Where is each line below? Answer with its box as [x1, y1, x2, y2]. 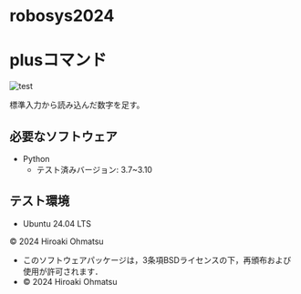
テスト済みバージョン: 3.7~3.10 [36, 164, 153, 175]
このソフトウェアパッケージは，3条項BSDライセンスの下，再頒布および [22, 254, 292, 265]
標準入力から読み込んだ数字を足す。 [9, 99, 145, 110]
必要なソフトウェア [9, 128, 118, 144]
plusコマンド [9, 50, 108, 71]
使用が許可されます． [22, 266, 103, 277]
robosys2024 [9, 5, 115, 26]
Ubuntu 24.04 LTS [22, 218, 92, 228]
